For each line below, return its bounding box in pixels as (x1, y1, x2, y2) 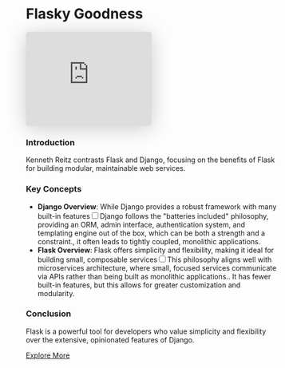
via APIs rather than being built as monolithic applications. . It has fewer (37, 271, 271, 281)
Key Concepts (26, 184, 82, 195)
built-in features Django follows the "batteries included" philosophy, (37, 211, 269, 220)
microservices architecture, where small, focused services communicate (37, 263, 277, 272)
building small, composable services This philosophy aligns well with (37, 255, 272, 264)
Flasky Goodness (26, 5, 144, 23)
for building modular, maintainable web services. (26, 164, 186, 173)
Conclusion (26, 308, 72, 319)
